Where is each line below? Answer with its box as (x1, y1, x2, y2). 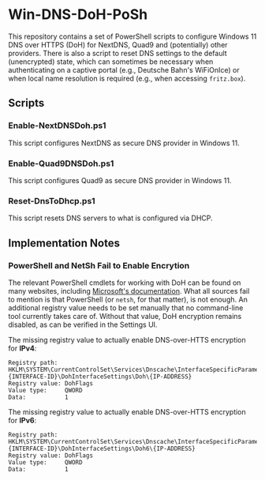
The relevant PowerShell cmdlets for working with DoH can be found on (8, 278, 241, 287)
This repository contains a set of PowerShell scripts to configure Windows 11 (8, 32, 257, 41)
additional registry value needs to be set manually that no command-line (8, 302, 244, 313)
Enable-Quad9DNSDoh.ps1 (8, 158, 114, 169)
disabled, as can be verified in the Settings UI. (8, 320, 158, 329)
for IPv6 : (8, 415, 37, 425)
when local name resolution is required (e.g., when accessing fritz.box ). (8, 73, 246, 83)
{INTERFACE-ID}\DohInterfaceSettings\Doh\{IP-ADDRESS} (8, 373, 192, 381)
